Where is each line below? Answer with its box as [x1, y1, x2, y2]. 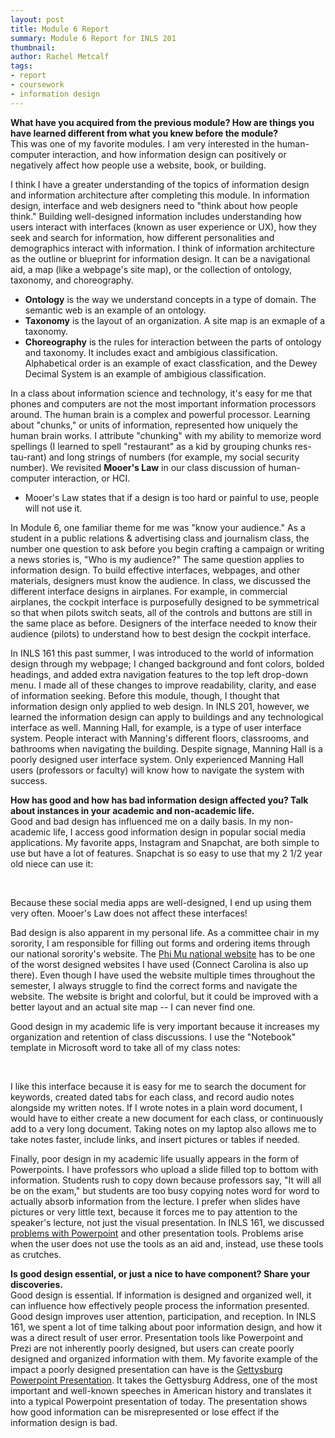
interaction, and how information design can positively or [52, 148, 287, 160]
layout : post [10, 14, 65, 25]
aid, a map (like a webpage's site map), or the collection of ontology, [10, 263, 293, 275]
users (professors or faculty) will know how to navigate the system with [10, 764, 305, 776]
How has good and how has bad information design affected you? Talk [10, 794, 309, 806]
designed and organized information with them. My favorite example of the [10, 1352, 319, 1365]
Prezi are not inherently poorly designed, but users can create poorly [10, 1342, 295, 1354]
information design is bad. [10, 1416, 118, 1428]
